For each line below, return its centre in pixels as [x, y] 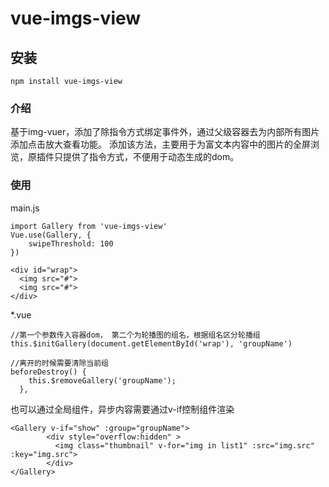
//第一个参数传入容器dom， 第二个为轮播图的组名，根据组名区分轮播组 [135, 335]
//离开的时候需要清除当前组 [60, 363]
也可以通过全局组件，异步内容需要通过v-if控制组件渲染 [122, 409]
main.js [25, 208]
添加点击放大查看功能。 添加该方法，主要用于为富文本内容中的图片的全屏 [160, 144]
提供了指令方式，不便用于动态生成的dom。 [151, 157]
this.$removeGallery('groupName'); [102, 380]
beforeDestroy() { [48, 372]
